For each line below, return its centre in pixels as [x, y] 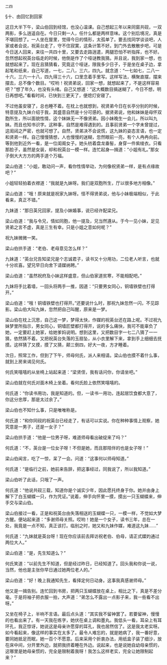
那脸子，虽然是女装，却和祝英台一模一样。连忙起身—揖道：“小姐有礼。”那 [80, 149]
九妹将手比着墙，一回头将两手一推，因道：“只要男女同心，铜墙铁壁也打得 [80, 286]
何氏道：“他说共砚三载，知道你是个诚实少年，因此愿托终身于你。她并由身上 [83, 490]
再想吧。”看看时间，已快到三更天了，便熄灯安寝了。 [62, 95]
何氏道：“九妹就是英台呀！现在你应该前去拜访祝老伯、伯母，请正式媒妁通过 [83, 536]
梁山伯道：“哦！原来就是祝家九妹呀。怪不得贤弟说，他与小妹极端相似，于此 [83, 193]
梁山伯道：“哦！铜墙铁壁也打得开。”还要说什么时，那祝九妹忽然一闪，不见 [80, 303]
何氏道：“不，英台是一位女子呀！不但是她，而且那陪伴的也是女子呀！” [77, 448]
